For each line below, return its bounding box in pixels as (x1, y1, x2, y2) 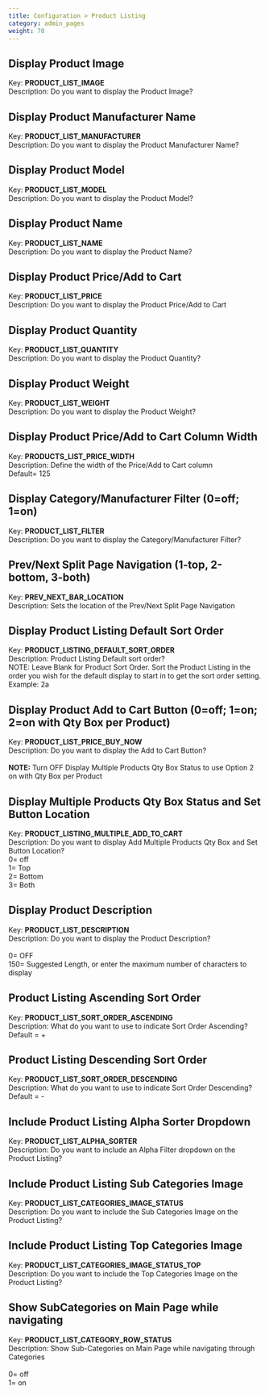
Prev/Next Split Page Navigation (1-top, (8, 558, 209, 572)
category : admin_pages (8, 19, 85, 27)
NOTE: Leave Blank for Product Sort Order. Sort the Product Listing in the (8, 662, 251, 672)
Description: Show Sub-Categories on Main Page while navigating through (8, 1343, 255, 1353)
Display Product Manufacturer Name (8, 110, 196, 123)
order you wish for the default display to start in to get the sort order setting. (8, 671, 262, 681)
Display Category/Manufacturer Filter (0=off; (8, 492, 240, 506)
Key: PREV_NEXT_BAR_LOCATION (8, 592, 124, 602)
